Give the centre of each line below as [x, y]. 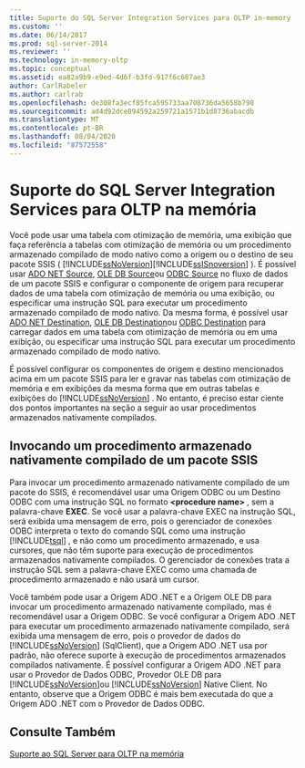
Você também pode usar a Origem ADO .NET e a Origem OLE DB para [141, 597]
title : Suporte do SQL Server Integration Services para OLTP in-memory [150, 18]
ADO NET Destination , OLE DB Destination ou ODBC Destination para [138, 322]
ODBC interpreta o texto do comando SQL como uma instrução [127, 531]
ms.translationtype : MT [55, 119]
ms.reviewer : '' [40, 52]
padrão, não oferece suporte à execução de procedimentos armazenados [148, 655]
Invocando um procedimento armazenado [131, 446]
